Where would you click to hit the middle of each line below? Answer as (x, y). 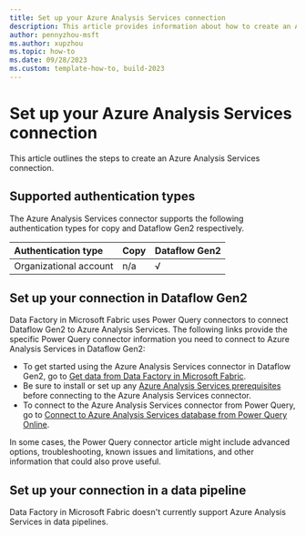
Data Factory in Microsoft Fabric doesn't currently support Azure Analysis (148, 512)
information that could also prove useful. (85, 461)
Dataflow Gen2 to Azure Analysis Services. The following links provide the (149, 329)
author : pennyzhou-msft (55, 35)
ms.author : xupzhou (46, 43)
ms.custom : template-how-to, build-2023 (87, 69)
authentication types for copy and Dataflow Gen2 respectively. (127, 228)
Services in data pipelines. (59, 522)
